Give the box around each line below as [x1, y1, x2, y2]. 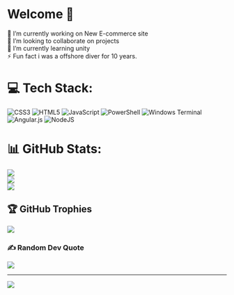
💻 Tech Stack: [7, 80, 93, 96]
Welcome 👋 [7, 6, 75, 22]
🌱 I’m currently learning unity [7, 44, 91, 52]
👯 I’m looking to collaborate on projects [7, 36, 120, 45]
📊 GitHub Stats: [7, 141, 102, 157]
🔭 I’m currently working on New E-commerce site [7, 29, 148, 38]
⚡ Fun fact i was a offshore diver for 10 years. [7, 51, 137, 60]
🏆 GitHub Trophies [7, 203, 93, 215]
